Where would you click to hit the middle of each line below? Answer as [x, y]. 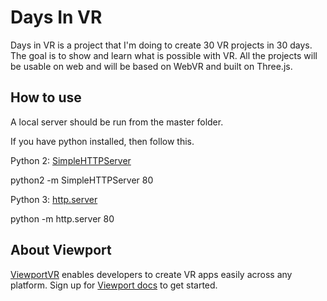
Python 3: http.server [54, 199]
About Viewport [61, 250]
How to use [46, 97]
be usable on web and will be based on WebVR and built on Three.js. [151, 66]
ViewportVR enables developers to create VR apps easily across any [151, 274]
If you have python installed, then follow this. [102, 141]
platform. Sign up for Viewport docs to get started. [114, 285]
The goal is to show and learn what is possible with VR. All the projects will [164, 55]
